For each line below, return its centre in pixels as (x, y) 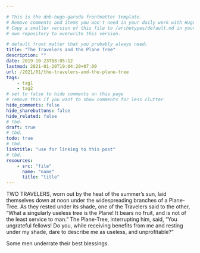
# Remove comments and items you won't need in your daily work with (94, 22)
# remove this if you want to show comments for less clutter (85, 100)
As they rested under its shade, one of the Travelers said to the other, (105, 207)
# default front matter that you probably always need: (77, 44)
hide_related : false (32, 116)
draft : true (21, 127)
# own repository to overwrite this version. (63, 33)
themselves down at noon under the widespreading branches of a (87, 201)
